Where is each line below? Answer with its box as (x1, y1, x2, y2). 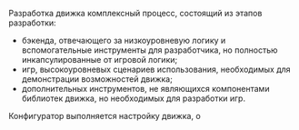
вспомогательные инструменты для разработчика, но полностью (21, 45, 278, 55)
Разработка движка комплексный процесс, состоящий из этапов (8, 8, 263, 18)
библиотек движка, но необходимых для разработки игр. (21, 93, 246, 104)
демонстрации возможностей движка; (21, 74, 174, 85)
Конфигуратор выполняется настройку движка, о (8, 111, 201, 121)
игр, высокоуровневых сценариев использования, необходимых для (21, 64, 292, 75)
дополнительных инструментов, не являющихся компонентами (21, 84, 270, 94)
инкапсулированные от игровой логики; (21, 55, 178, 65)
